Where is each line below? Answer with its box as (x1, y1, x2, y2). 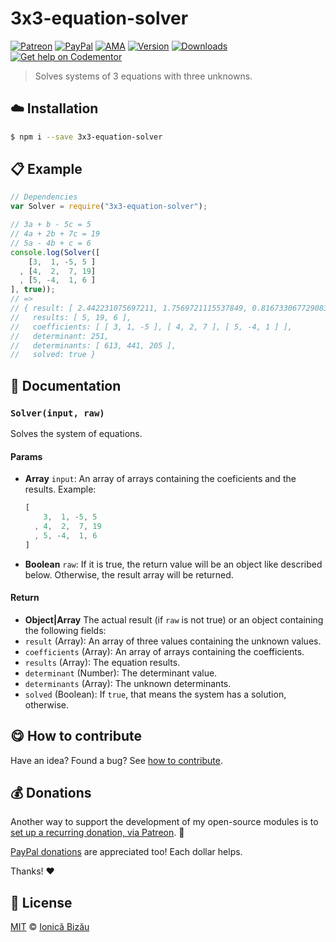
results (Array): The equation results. (24, 656, 181, 668)
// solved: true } (10, 350, 97, 360)
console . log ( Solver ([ (10, 247, 101, 257)
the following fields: (24, 624, 107, 636)
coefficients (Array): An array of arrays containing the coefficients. (24, 645, 305, 657)
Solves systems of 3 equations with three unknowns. (34, 70, 253, 82)
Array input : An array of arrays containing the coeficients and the (24, 473, 297, 485)
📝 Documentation (10, 377, 122, 394)
